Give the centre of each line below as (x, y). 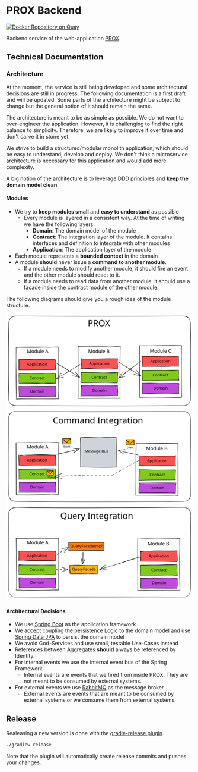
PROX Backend (44, 10)
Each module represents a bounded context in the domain (86, 256)
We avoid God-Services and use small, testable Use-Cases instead (97, 644)
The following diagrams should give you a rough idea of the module (89, 299)
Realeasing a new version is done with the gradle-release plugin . (85, 733)
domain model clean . (33, 184)
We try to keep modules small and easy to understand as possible (97, 211)
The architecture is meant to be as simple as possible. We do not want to (95, 117)
